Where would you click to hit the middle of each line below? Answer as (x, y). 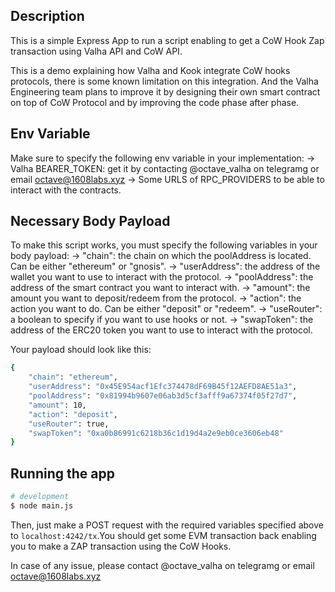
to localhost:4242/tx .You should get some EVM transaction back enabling (163, 535)
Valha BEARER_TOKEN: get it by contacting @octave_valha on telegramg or (165, 168)
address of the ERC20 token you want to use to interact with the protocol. (161, 330)
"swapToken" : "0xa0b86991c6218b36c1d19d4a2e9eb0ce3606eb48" (156, 433)
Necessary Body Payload (90, 221)
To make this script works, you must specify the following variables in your (164, 245)
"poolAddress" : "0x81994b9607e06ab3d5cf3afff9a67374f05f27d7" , (163, 396)
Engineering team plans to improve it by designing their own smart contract (165, 91)
